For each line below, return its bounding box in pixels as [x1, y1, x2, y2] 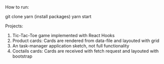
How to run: [5, 4, 29, 10]
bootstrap [12, 53, 33, 59]
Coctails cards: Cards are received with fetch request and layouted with [12, 48, 159, 54]
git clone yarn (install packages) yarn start [5, 14, 92, 19]
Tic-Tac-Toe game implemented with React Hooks [12, 33, 115, 38]
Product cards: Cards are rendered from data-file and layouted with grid [12, 38, 160, 43]
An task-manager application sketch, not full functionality [12, 43, 130, 48]
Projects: [5, 23, 23, 29]
